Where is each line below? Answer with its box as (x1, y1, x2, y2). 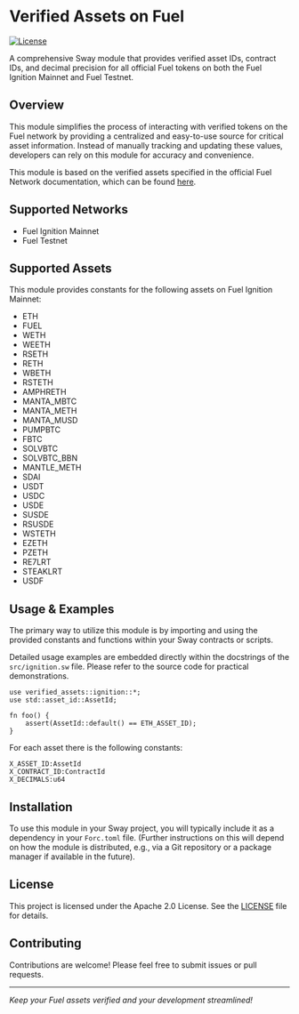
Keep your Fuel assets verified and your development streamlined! (9, 994, 254, 1005)
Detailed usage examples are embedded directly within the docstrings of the (9, 652, 290, 663)
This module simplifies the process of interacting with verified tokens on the (9, 121, 288, 132)
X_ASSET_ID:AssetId (9, 760, 82, 769)
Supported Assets (9, 261, 113, 276)
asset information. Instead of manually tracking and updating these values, (9, 140, 283, 150)
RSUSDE (21, 519, 54, 530)
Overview (9, 98, 65, 113)
